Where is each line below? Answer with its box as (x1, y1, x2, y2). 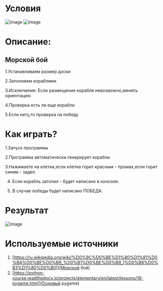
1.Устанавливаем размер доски (5, 68, 71, 74)
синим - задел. (5, 169, 37, 175)
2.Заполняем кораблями (5, 78, 57, 83)
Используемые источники (5, 238, 119, 249)
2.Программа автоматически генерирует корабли (5, 154, 110, 160)
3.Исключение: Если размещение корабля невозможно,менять (5, 87, 138, 93)
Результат (5, 205, 49, 216)
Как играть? (5, 129, 58, 140)
